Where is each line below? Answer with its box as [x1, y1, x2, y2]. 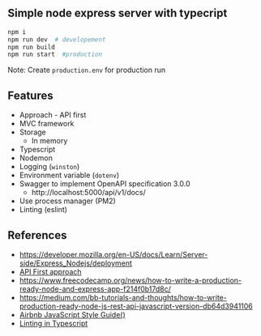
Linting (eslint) [19, 205, 68, 215]
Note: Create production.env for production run [7, 65, 166, 75]
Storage [19, 127, 46, 137]
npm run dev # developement [7, 36, 106, 44]
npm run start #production [7, 50, 103, 59]
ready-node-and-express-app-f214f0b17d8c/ [19, 283, 172, 294]
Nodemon [19, 153, 53, 163]
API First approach [19, 266, 82, 276]
